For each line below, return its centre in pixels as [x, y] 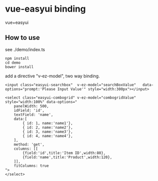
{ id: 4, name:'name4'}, [48, 136]
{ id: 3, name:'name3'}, [48, 132]
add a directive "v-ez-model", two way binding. [52, 76]
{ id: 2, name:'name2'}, [48, 127]
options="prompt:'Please [30, 89]
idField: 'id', [29, 110]
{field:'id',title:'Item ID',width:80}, [64, 153]
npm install [17, 58]
